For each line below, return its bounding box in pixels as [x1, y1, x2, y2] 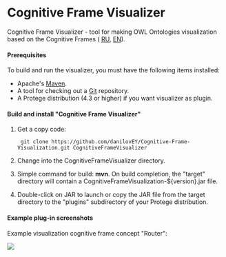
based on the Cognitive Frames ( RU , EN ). [7, 34, 125, 43]
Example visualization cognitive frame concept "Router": [7, 229, 167, 237]
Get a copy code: [17, 125, 67, 134]
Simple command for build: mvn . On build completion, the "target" [17, 170, 205, 178]
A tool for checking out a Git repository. [17, 87, 130, 95]
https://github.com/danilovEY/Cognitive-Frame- [51, 138, 191, 145]
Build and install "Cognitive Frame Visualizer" [7, 110, 141, 118]
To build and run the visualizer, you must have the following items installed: [7, 66, 220, 74]
